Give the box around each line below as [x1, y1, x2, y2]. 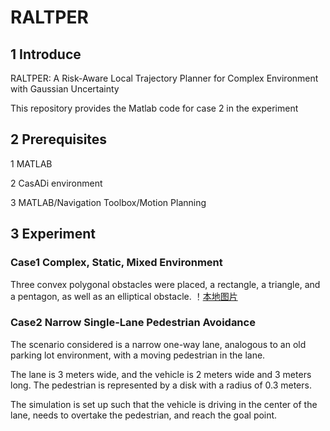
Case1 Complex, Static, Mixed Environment [10, 256, 223, 270]
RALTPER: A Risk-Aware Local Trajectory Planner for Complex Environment [10, 72, 319, 84]
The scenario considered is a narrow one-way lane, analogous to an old [10, 338, 307, 350]
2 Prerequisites [10, 131, 108, 148]
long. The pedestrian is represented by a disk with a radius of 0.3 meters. [10, 379, 312, 391]
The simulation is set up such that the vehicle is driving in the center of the [10, 398, 318, 410]
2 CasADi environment [10, 177, 103, 189]
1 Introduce [10, 46, 82, 63]
